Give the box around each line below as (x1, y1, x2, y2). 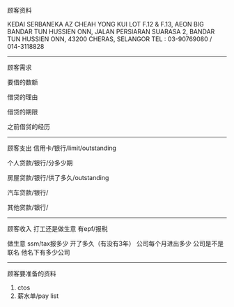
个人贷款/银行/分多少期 (7, 159, 73, 167)
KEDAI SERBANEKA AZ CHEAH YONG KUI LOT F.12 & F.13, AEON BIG (7, 20, 204, 28)
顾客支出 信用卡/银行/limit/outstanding (7, 144, 117, 152)
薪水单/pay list (17, 292, 59, 300)
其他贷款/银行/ (7, 203, 49, 211)
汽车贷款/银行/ (7, 188, 49, 197)
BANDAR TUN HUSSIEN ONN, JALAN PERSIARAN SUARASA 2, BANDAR (7, 27, 215, 36)
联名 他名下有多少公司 (7, 248, 70, 256)
